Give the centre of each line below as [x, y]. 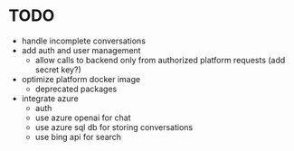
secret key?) [58, 70]
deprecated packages [76, 89]
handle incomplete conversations [84, 41]
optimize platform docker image [81, 79]
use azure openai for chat [83, 118]
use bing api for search [78, 137]
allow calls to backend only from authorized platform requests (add [160, 60]
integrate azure [50, 98]
